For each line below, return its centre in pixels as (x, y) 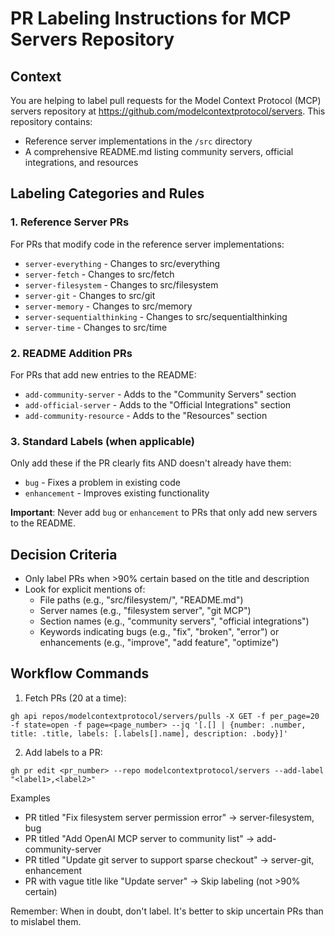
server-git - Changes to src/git (90, 295)
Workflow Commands (80, 673)
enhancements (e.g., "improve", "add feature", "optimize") (159, 643)
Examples (30, 798)
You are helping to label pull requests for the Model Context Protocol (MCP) (166, 100)
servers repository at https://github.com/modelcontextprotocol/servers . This (168, 111)
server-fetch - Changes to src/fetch (99, 274)
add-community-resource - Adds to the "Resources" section (146, 415)
